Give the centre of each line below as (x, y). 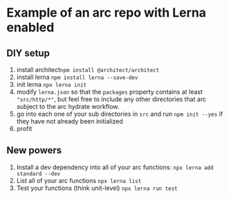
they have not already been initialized (70, 121)
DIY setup (28, 53)
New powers (34, 150)
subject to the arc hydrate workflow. (68, 106)
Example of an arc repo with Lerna (107, 13)
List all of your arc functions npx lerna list (79, 180)
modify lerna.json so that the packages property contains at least (110, 92)
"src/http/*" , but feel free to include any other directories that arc (111, 99)
